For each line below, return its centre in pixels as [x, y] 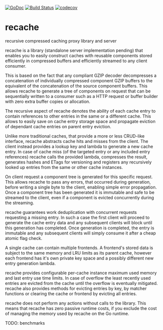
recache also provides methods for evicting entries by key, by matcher [76, 288]
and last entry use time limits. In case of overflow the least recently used [78, 278]
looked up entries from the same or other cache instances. [64, 167]
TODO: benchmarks [25, 323]
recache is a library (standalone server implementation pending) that [74, 50]
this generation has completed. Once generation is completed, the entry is [80, 228]
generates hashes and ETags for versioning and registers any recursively [79, 162]
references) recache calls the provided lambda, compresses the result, [76, 157]
